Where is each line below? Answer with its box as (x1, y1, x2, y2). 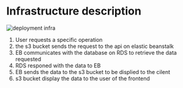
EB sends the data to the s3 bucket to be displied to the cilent (15, 68, 170, 75)
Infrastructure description (6, 4, 142, 18)
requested (15, 55, 42, 63)
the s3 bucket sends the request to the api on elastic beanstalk (15, 42, 174, 50)
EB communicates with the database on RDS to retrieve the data (15, 49, 177, 56)
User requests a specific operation (15, 36, 103, 43)
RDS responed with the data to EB (15, 62, 101, 69)
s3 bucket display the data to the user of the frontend (15, 75, 150, 82)
